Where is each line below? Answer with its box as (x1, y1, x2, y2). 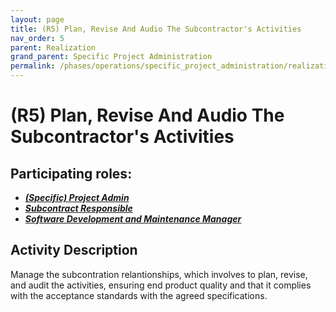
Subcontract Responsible (24, 202, 133, 214)
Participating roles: (10, 165, 133, 182)
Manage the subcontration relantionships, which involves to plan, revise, (10, 268, 308, 280)
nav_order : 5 (10, 33, 65, 43)
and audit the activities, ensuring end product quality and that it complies (10, 279, 312, 291)
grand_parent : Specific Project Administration (10, 52, 213, 62)
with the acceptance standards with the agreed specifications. (10, 289, 268, 301)
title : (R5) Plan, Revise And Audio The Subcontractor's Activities (10, 24, 302, 34)
